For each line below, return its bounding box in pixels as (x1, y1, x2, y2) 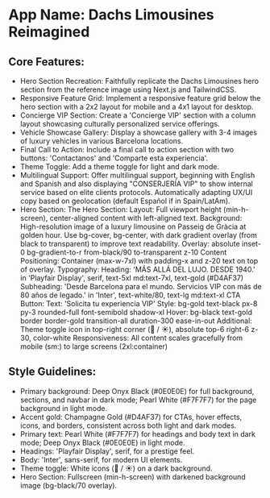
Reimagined (8, 23, 90, 41)
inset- (241, 239, 262, 248)
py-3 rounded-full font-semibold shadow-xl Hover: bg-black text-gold (19, 308, 252, 317)
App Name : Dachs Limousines (8, 6, 214, 24)
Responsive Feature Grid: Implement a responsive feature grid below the (19, 93, 261, 102)
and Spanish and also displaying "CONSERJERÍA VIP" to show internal (19, 179, 254, 189)
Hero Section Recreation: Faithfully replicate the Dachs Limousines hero (19, 77, 260, 85)
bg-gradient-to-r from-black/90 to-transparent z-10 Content (27, 247, 227, 257)
